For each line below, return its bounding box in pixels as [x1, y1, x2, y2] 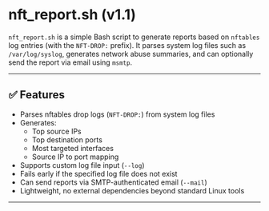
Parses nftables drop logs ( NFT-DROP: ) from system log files [19, 109, 215, 119]
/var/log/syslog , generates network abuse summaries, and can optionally [8, 49, 254, 58]
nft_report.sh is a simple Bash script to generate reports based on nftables [8, 32, 260, 42]
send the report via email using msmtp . [8, 58, 133, 67]
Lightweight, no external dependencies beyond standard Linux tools [19, 185, 245, 195]
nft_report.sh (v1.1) [8, 6, 136, 24]
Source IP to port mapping [31, 152, 119, 161]
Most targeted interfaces [31, 143, 114, 153]
